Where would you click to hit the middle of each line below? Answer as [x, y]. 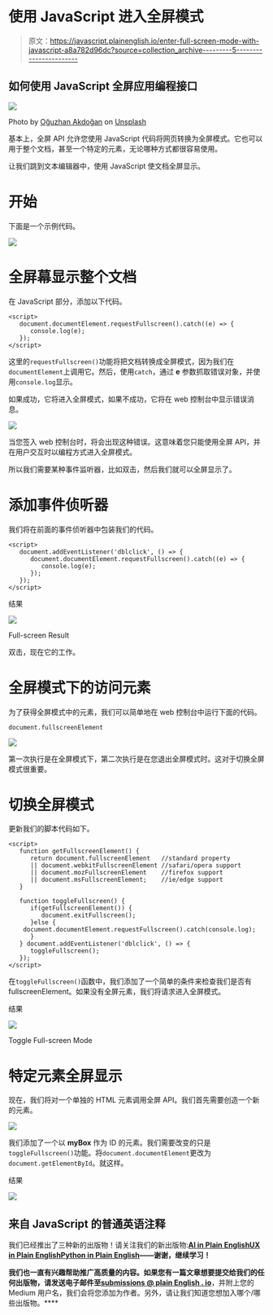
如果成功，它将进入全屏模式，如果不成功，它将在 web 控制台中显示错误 [128, 399]
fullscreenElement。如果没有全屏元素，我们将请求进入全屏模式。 [117, 992]
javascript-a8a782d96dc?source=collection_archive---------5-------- [145, 50]
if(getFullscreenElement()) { [81, 909]
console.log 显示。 [46, 381]
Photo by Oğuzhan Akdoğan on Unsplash [77, 121]
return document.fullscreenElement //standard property [130, 859]
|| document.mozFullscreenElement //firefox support [126, 873]
